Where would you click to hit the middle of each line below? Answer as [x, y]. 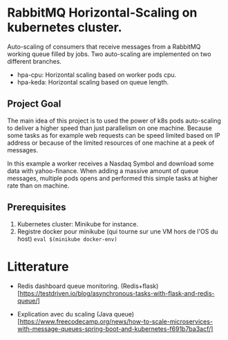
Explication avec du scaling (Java [65, 314]
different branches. [35, 61]
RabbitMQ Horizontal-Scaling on [102, 13]
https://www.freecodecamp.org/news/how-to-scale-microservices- [116, 321]
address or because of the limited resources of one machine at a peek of [111, 143]
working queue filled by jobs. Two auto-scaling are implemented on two [109, 54]
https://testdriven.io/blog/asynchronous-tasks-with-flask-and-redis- [117, 293]
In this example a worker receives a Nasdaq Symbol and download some [111, 163]
